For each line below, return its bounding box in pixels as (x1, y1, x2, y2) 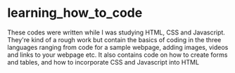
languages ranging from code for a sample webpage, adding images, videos (7, 43, 229, 51)
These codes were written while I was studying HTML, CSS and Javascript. (7, 28, 225, 36)
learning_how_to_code (7, 5, 143, 21)
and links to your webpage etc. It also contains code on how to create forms (7, 51, 228, 59)
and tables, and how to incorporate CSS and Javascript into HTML (7, 58, 199, 66)
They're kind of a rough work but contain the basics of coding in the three (7, 35, 222, 44)
